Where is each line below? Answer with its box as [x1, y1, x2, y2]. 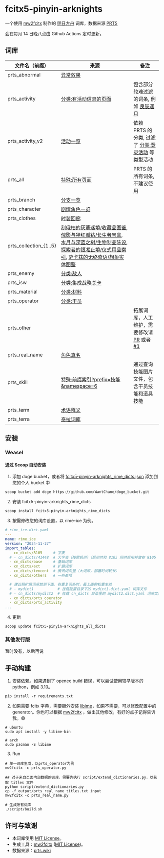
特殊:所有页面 [61, 176, 92, 183]
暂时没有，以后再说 [5, 648, 44, 654]
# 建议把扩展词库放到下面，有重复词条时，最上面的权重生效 [9, 582, 112, 587]
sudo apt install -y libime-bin [5, 729, 71, 735]
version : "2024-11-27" [5, 541, 51, 546]
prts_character [7, 205, 41, 212]
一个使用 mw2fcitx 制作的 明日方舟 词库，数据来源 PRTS [5, 20, 118, 26]
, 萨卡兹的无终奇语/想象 [65, 253, 120, 260]
